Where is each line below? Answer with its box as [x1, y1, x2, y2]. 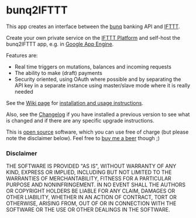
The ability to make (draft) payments [14, 69, 102, 76]
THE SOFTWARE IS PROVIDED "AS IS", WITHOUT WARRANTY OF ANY [6, 162, 177, 170]
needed [14, 88, 33, 95]
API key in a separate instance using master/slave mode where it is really [14, 81, 191, 88]
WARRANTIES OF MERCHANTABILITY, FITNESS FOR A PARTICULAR [6, 175, 171, 182]
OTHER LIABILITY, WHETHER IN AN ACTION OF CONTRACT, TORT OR [6, 194, 177, 201]
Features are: [6, 52, 38, 59]
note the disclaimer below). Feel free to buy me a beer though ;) [6, 134, 160, 141]
